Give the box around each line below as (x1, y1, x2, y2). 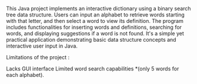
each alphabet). (6, 72, 44, 78)
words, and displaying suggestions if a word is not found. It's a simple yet (6, 30, 184, 37)
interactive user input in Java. (6, 42, 78, 49)
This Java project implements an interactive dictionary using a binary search (6, 5, 191, 12)
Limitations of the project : (6, 54, 70, 61)
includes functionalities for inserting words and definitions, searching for (6, 23, 182, 31)
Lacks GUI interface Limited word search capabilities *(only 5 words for (6, 65, 179, 72)
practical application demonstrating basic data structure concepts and (6, 36, 176, 43)
